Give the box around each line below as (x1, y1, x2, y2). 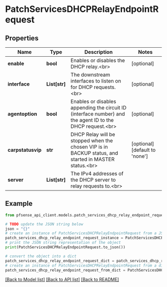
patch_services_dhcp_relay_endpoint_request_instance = (5, 235, 123, 241)
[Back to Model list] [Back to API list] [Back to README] (5, 277, 119, 283)
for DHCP (70, 84, 93, 91)
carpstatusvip (7, 147, 42, 153)
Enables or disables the (70, 57, 125, 64)
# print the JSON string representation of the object (5, 240, 121, 245)
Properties (5, 34, 39, 42)
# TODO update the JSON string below (5, 221, 83, 227)
